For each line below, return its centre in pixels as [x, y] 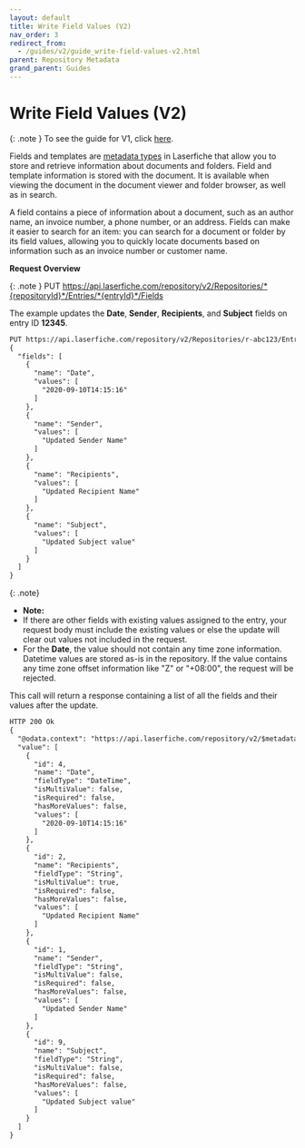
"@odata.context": [53, 739]
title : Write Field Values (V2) [70, 26]
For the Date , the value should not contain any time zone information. [152, 649]
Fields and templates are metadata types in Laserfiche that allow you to [143, 156]
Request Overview [45, 268]
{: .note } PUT [35, 286]
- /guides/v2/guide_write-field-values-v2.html [109, 52]
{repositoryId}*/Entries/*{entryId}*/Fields [86, 295]
